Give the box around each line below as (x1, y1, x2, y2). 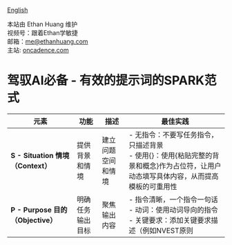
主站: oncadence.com (7, 46, 69, 54)
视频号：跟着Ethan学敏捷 (7, 29, 78, 37)
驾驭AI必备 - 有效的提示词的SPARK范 (7, 72, 217, 88)
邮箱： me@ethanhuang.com (7, 37, 88, 46)
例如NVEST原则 (142, 226, 193, 235)
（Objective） (10, 215, 57, 225)
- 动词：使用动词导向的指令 (128, 205, 219, 215)
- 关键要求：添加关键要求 (128, 215, 212, 225)
